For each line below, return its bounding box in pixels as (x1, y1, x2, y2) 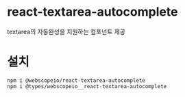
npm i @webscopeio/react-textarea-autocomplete (7, 77, 146, 84)
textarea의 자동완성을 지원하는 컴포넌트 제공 (7, 27, 125, 36)
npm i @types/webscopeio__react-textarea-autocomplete (7, 83, 167, 89)
